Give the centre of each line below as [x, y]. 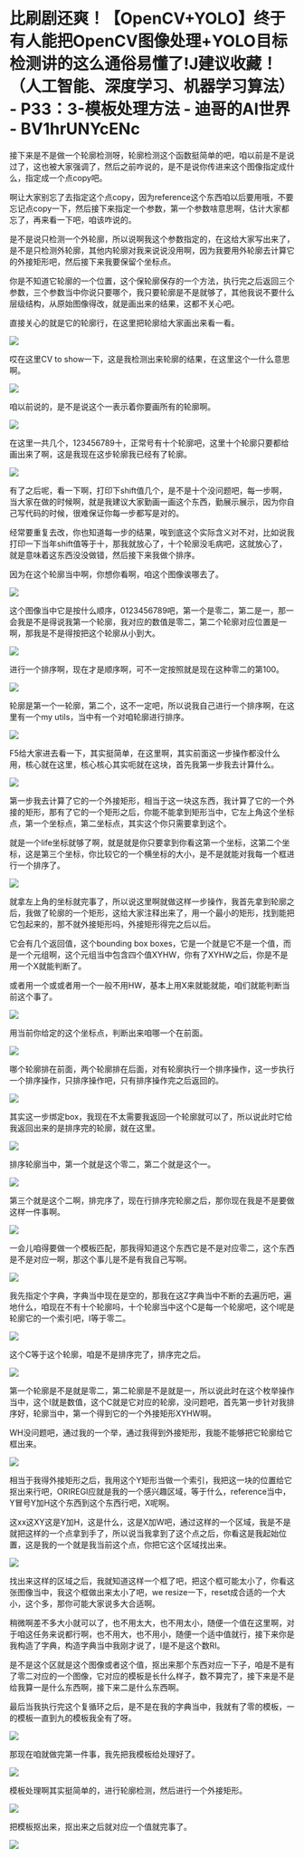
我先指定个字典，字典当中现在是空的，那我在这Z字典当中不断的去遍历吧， [147, 1295]
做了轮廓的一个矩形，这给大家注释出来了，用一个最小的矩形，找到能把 [164, 912]
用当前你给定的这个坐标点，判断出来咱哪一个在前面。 [109, 1033]
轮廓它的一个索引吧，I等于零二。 [70, 1318]
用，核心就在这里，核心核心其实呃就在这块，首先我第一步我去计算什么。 [144, 764]
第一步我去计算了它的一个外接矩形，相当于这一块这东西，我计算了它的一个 [148, 800]
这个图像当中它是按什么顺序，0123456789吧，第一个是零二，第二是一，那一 [152, 610]
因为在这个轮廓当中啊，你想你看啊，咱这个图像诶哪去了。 [116, 574]
